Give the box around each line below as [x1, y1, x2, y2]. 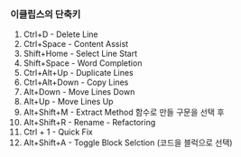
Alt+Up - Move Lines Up [23, 97, 114, 107]
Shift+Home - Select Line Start [23, 48, 138, 60]
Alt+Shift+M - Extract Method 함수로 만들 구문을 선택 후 [23, 106, 225, 118]
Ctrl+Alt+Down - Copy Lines [23, 77, 129, 88]
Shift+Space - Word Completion [23, 58, 143, 69]
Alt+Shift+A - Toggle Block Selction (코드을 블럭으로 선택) [23, 137, 233, 148]
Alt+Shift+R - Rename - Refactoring [23, 117, 156, 128]
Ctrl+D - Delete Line [23, 29, 98, 40]
